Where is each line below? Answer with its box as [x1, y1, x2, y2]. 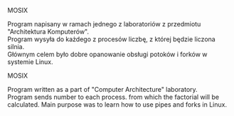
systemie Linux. [7, 58, 53, 66]
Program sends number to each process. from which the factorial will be [7, 93, 219, 101]
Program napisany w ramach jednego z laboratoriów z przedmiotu [7, 20, 201, 28]
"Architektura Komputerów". [7, 28, 90, 36]
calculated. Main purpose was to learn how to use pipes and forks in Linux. [7, 100, 228, 109]
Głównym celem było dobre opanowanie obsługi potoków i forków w [7, 50, 208, 58]
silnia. [7, 43, 25, 51]
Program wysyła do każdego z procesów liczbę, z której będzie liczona [7, 35, 216, 43]
